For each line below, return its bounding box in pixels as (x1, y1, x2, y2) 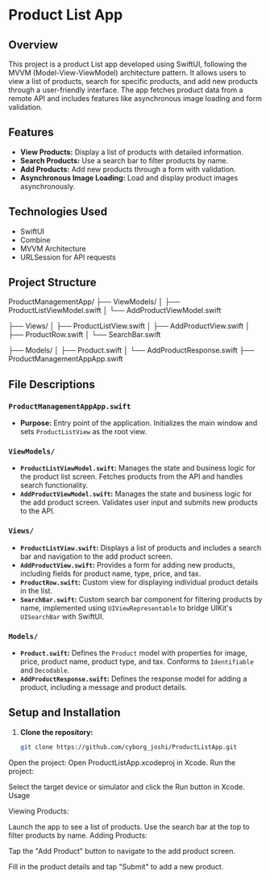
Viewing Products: (8, 806, 69, 816)
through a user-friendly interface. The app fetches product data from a (8, 85, 243, 95)
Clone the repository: (19, 727, 93, 737)
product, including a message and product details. (19, 682, 188, 692)
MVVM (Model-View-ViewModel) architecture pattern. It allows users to (8, 68, 247, 78)
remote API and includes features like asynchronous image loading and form (8, 94, 262, 103)
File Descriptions (8, 378, 95, 391)
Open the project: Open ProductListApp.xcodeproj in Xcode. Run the (8, 758, 236, 767)
